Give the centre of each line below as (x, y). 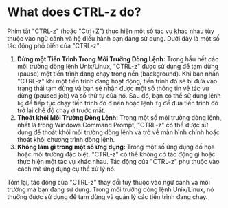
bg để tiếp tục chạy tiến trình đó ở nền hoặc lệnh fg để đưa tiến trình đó (117, 103)
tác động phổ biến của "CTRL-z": (54, 45)
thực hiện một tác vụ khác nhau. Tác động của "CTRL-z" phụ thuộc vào (118, 161)
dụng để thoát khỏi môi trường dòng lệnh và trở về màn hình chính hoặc (118, 132)
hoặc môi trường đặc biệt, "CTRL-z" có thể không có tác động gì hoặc (116, 154)
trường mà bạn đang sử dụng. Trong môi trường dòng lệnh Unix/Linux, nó (111, 189)
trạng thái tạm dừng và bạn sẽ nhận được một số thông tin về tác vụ (113, 88)
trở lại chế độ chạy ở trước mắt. (61, 110)
